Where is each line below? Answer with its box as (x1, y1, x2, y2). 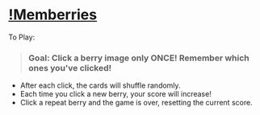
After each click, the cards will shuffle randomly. (19, 80, 181, 90)
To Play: (8, 32, 36, 42)
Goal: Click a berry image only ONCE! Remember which (27, 52, 250, 64)
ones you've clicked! (27, 62, 112, 73)
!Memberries (8, 6, 98, 24)
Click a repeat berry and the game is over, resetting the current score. (19, 98, 253, 108)
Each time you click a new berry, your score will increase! (19, 89, 212, 99)
